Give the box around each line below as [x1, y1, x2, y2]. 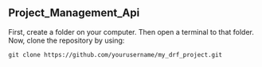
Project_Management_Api [8, 6, 140, 20]
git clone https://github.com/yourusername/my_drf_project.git [8, 50, 223, 58]
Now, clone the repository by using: [8, 35, 125, 45]
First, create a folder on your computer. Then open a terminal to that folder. [8, 27, 255, 36]
